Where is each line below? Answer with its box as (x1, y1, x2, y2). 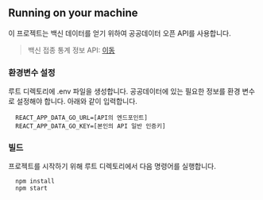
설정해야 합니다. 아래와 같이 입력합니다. (16, 97, 137, 106)
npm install (15, 178, 56, 186)
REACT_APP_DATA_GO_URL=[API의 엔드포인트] (15, 114, 149, 122)
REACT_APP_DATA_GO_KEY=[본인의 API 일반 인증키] (15, 122, 166, 130)
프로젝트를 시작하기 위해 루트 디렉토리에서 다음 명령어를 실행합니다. (8, 162, 216, 171)
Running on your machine (8, 6, 138, 20)
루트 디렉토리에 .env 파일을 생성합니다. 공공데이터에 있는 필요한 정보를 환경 (8, 87, 241, 96)
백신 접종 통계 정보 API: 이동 (27, 45, 115, 55)
